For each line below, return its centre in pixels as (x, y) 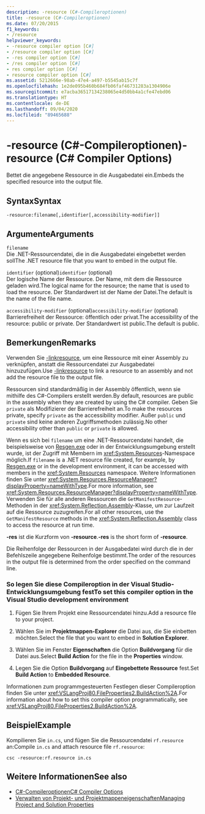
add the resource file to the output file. (55, 377)
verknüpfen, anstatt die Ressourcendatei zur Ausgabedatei (80, 364)
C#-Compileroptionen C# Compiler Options (69, 791)
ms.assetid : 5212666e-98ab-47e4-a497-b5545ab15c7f (72, 80)
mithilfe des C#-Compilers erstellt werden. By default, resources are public (100, 395)
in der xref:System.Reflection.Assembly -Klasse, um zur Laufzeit (114, 505)
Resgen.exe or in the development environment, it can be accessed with (97, 466)
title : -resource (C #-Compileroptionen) (59, 18)
